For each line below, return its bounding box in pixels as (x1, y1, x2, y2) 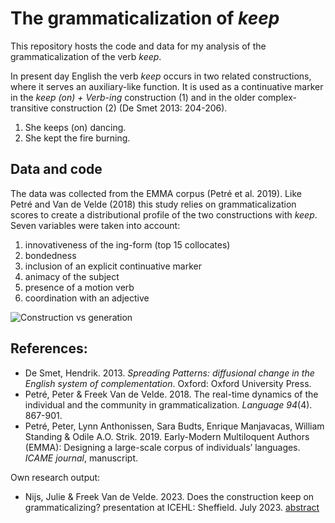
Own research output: (10, 471, 101, 483)
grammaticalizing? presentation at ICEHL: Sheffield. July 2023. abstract (24, 501, 320, 513)
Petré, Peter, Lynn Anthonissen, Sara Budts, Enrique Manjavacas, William (24, 420, 325, 432)
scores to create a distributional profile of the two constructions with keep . (10, 208, 318, 221)
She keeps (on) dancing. (24, 121, 127, 133)
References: (10, 340, 88, 357)
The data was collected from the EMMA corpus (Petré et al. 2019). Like (10, 187, 302, 199)
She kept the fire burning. (24, 132, 131, 144)
